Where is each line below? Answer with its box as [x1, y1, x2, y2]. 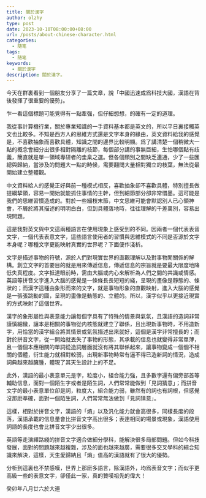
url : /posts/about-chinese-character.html [6, 32, 116, 38]
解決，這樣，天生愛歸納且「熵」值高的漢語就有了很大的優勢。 [17, 451, 173, 459]
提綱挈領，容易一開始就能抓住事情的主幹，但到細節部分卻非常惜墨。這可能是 [6, 189, 200, 197]
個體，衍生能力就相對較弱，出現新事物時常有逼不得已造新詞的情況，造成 [17, 351, 200, 358]
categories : [6, 37, 37, 43]
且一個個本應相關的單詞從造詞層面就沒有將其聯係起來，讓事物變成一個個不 [6, 344, 194, 351]
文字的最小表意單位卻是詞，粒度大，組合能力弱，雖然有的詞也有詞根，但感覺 [6, 387, 200, 394]
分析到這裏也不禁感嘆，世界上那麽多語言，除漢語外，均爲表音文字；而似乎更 [6, 464, 200, 472]
